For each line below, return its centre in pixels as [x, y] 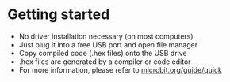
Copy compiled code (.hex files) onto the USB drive [103, 53]
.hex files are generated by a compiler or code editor [105, 61]
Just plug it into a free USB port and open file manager [108, 44]
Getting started [59, 15]
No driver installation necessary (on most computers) [106, 36]
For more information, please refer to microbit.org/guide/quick [121, 69]
